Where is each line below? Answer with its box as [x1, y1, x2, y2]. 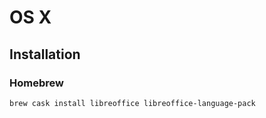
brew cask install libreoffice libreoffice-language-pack [9, 98, 256, 108]
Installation [9, 46, 81, 63]
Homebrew [9, 76, 64, 90]
